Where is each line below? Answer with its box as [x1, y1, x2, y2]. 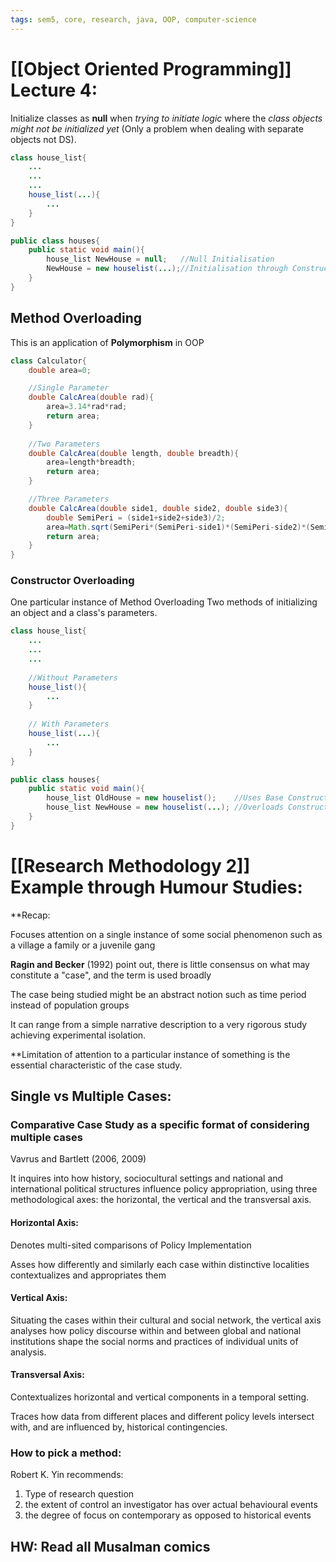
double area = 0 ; [28, 365, 92, 375]
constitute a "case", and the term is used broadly [10, 969, 212, 981]
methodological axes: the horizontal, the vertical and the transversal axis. [10, 1194, 312, 1206]
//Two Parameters [28, 439, 101, 449]
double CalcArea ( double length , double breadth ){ [28, 448, 240, 458]
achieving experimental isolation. [10, 1029, 147, 1041]
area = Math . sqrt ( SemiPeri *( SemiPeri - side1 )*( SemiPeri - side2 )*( [46, 522, 311, 532]
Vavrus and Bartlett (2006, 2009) [10, 1153, 147, 1165]
